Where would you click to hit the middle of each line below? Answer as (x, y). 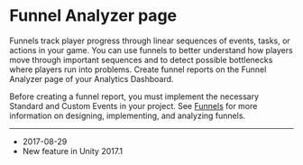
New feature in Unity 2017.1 (73, 151)
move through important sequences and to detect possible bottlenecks (141, 60)
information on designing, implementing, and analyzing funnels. (128, 115)
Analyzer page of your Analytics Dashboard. (92, 78)
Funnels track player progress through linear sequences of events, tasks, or (150, 41)
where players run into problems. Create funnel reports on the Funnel (138, 69)
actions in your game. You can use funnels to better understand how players (151, 50)
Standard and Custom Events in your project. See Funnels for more (133, 105)
